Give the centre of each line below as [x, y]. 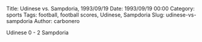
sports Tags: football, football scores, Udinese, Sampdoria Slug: [85, 15]
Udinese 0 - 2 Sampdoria [38, 33]
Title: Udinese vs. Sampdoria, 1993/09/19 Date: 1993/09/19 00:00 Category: [100, 9]
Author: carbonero [57, 21]
